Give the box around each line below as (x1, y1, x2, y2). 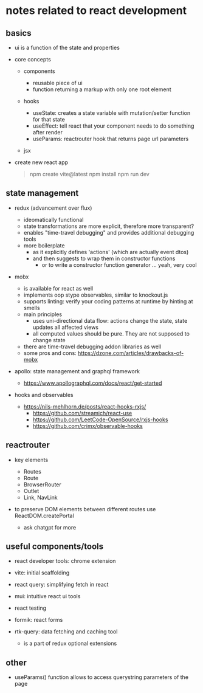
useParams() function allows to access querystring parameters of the (14, 674, 189, 681)
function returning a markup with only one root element (32, 86, 171, 93)
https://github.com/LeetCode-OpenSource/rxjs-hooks (32, 416, 168, 423)
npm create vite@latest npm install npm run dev (29, 171, 150, 178)
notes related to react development (5, 4, 187, 18)
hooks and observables (14, 391, 74, 398)
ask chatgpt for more (23, 523, 77, 531)
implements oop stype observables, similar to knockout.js (23, 291, 168, 298)
